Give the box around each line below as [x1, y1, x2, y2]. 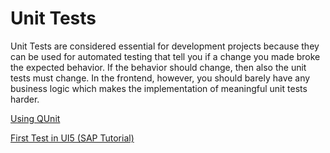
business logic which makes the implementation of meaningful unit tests [10, 82, 308, 94]
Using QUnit [10, 112, 61, 124]
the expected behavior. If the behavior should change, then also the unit [10, 61, 307, 73]
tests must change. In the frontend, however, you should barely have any [10, 72, 311, 84]
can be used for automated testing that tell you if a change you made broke [10, 50, 321, 62]
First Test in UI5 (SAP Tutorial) [10, 132, 135, 144]
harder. [10, 93, 40, 105]
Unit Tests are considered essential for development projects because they [10, 40, 320, 52]
